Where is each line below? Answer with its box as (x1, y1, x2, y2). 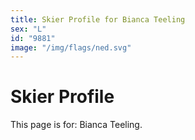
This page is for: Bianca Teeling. (10, 119, 143, 131)
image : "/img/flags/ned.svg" (10, 42, 132, 53)
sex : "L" (10, 24, 47, 34)
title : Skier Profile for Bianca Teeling (10, 14, 186, 25)
